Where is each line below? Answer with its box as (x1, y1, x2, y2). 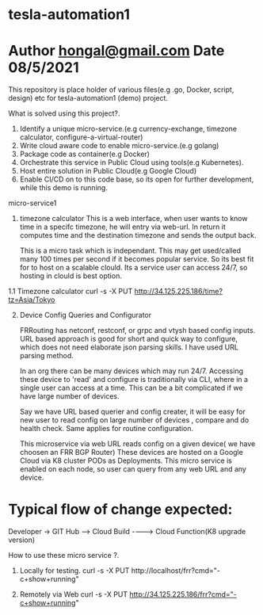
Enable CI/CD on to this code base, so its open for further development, (19, 174, 254, 184)
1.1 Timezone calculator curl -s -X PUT (8, 287, 133, 296)
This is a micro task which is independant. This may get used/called (19, 246, 242, 255)
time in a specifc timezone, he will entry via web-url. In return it (19, 222, 226, 231)
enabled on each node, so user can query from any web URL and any (19, 464, 247, 474)
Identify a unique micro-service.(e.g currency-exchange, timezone (19, 124, 238, 134)
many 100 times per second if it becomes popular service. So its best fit (19, 254, 254, 264)
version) (8, 535, 36, 544)
